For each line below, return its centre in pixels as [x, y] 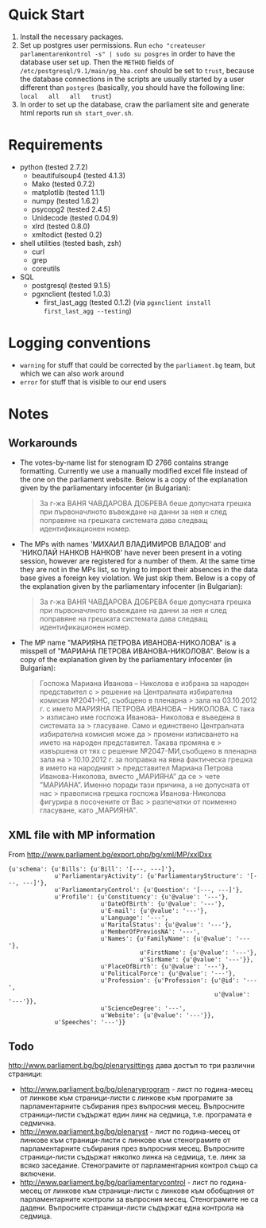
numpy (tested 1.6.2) [65, 201]
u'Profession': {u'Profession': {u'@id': [170, 980]
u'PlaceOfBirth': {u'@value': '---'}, [164, 966]
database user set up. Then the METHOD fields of [97, 62]
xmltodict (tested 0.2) [67, 234]
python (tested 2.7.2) [54, 167]
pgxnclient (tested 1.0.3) [71, 294]
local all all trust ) [66, 96]
